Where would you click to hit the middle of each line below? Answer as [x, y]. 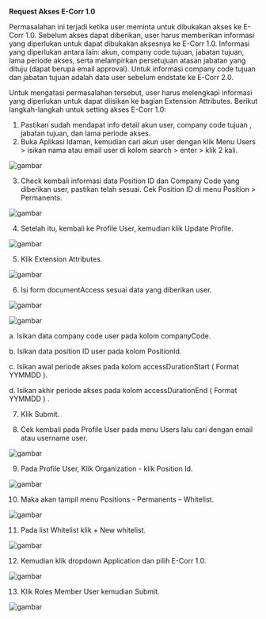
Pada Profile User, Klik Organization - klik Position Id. [106, 468]
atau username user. [54, 438]
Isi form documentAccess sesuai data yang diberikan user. [116, 290]
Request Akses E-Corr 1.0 [52, 11]
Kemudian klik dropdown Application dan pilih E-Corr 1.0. [113, 561]
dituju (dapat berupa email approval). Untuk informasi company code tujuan [133, 69]
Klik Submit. [40, 414]
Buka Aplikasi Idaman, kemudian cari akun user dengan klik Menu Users [138, 141]
